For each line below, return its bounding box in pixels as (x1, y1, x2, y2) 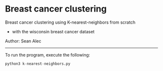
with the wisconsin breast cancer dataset (12, 28, 95, 34)
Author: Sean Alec (5, 38, 41, 44)
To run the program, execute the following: (5, 52, 90, 57)
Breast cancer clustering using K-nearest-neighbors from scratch (5, 19, 136, 25)
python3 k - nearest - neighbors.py (5, 61, 70, 66)
